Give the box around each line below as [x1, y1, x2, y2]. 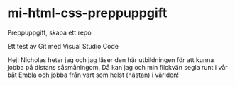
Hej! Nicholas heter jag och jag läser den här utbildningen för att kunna [7, 55, 214, 64]
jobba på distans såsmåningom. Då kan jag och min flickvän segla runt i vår [7, 63, 229, 71]
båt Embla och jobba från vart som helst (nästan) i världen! [7, 70, 180, 79]
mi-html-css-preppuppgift [7, 5, 168, 21]
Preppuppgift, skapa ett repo [7, 28, 92, 37]
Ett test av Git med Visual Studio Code [7, 42, 119, 50]
